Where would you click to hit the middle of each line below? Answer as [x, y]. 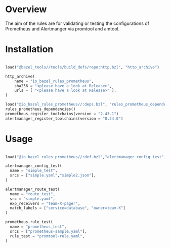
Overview [26, 9]
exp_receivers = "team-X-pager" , [45, 203]
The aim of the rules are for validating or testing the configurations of [77, 23]
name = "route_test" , [33, 194]
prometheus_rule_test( [29, 222]
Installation [29, 49]
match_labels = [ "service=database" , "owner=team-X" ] [68, 208]
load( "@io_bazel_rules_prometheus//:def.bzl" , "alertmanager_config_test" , [86, 157]
